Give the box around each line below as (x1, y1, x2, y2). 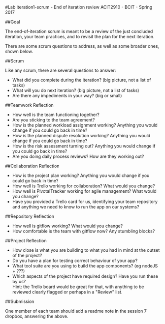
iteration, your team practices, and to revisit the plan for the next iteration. (5, 34, 155, 39)
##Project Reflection (5, 238, 47, 243)
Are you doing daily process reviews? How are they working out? (12, 153, 144, 159)
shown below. (5, 49, 33, 54)
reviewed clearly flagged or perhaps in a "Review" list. (12, 289, 123, 295)
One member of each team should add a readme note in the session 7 (5, 308, 147, 314)
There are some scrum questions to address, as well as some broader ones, (5, 43, 159, 49)
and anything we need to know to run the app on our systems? (12, 204, 139, 209)
